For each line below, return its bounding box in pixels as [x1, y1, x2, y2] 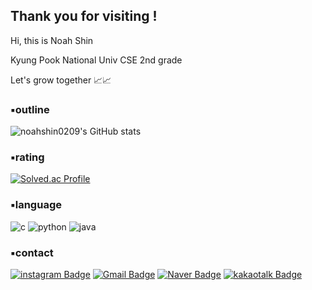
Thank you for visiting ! [10, 8, 158, 25]
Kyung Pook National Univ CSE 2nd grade [10, 54, 183, 66]
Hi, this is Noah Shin [10, 34, 94, 46]
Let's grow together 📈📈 [10, 74, 112, 86]
